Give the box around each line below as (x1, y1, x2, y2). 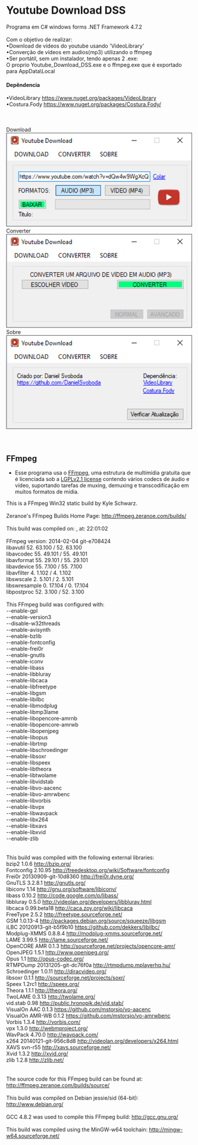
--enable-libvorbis (6, 797, 51, 804)
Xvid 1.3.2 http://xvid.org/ (6, 1050, 68, 1057)
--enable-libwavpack (6, 810, 58, 817)
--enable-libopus (6, 734, 48, 741)
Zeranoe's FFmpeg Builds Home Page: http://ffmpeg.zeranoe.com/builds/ (6, 513, 187, 520)
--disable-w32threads (6, 620, 61, 627)
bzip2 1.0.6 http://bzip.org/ (6, 860, 71, 868)
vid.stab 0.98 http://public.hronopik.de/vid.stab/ (6, 1000, 124, 1007)
